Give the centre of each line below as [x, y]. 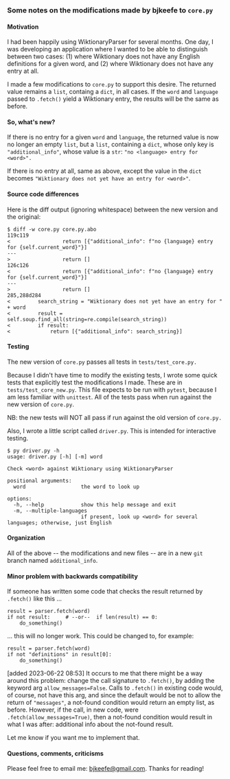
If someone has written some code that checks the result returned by [105, 592]
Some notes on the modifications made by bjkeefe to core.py [110, 10]
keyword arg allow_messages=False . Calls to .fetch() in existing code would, [115, 688]
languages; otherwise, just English [59, 523]
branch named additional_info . [53, 560]
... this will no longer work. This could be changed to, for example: [101, 636]
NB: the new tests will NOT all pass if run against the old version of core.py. [114, 417]
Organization [26, 538]
